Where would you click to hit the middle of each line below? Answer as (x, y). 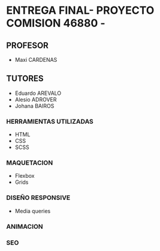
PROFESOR (28, 45)
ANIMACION (25, 226)
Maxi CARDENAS (36, 60)
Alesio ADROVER (36, 99)
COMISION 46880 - (56, 23)
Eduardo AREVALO (38, 93)
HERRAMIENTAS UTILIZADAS (50, 121)
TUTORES (25, 79)
